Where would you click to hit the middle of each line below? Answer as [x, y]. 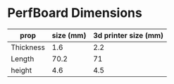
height [21, 70]
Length [23, 59]
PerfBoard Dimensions [75, 13]
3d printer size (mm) [128, 35]
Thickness [28, 47]
